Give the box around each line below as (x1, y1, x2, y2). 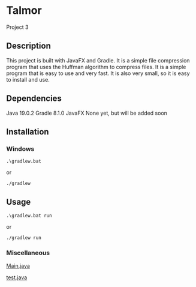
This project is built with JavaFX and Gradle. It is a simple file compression (6, 56, 190, 64)
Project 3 (6, 23, 29, 31)
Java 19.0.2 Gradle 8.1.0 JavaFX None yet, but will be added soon (6, 109, 168, 116)
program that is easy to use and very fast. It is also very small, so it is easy (6, 70, 190, 77)
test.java (6, 274, 28, 281)
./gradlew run (6, 235, 42, 241)
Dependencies (6, 94, 62, 104)
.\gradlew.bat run (6, 213, 52, 219)
